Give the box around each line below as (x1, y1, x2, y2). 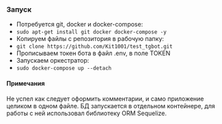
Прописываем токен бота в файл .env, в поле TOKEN (16, 49, 171, 57)
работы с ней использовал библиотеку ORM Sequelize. (6, 109, 167, 117)
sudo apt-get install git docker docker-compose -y (16, 29, 167, 35)
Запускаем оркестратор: (16, 57, 89, 65)
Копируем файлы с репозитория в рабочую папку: (16, 35, 165, 43)
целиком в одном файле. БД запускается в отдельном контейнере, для (6, 102, 216, 110)
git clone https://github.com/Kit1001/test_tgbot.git (16, 43, 173, 50)
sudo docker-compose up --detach (16, 65, 112, 72)
